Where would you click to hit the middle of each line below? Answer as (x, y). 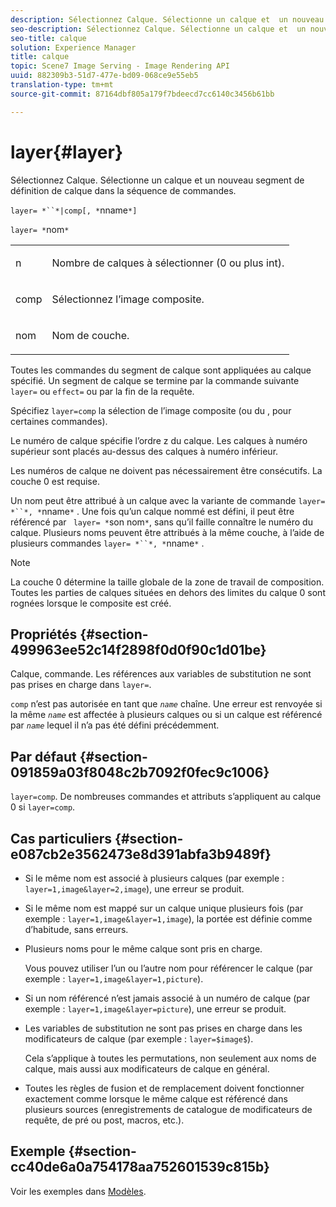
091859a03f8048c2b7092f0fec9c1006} (140, 772)
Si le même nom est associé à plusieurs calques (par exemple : (154, 878)
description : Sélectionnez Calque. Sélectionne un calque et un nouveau (167, 19)
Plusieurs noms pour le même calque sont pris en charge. (143, 949)
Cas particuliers (61, 838)
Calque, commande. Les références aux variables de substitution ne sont (161, 674)
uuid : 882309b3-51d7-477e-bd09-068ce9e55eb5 (104, 76)
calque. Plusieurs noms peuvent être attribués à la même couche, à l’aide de (167, 532)
